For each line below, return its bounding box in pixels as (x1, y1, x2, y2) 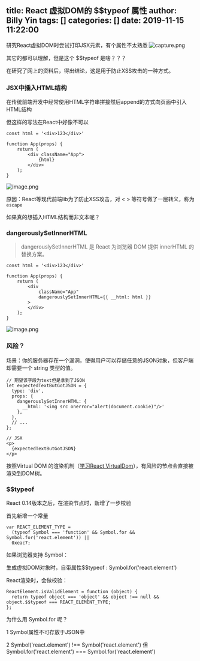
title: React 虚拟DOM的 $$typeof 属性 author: (6, 5, 177, 16)
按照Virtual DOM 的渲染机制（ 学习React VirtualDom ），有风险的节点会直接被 (6, 462, 193, 469)
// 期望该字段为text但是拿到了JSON (6, 377, 85, 383)
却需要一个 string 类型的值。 (6, 364, 76, 371)
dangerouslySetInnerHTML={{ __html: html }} (38, 294, 151, 300)
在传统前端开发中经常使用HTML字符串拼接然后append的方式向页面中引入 (6, 98, 187, 106)
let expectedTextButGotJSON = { (6, 382, 87, 388)
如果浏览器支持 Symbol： (6, 551, 69, 558)
